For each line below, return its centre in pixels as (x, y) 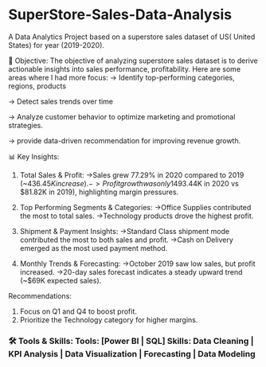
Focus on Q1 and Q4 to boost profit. (78, 311)
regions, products (37, 86)
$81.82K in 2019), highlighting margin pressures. (99, 192)
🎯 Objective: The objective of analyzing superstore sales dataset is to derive (133, 61)
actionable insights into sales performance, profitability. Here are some (125, 68)
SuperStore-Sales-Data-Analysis (120, 15)
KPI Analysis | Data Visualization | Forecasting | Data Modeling (132, 353)
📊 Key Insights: (34, 156)
